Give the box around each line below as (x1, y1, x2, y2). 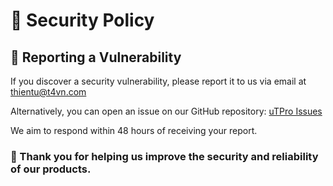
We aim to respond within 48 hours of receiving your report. (10, 125, 258, 136)
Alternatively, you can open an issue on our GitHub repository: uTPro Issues (10, 105, 323, 117)
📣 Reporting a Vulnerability (10, 49, 182, 66)
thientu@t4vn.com (10, 86, 87, 98)
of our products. (10, 162, 92, 176)
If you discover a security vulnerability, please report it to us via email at (10, 75, 307, 87)
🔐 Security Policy (10, 9, 155, 32)
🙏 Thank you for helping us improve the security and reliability (10, 149, 319, 163)
